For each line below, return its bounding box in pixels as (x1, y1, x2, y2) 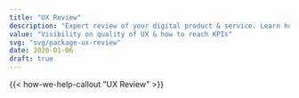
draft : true (9, 54, 53, 63)
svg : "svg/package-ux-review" (9, 37, 122, 47)
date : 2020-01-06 (9, 46, 74, 55)
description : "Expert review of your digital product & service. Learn (9, 21, 280, 30)
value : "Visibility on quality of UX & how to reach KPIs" (9, 29, 233, 38)
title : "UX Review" (9, 12, 82, 22)
